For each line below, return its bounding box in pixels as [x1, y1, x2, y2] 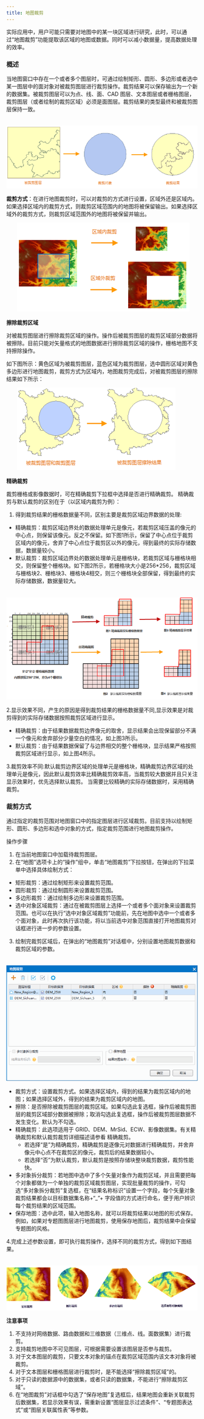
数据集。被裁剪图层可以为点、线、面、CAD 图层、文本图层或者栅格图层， [11, 90, 195, 98]
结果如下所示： [6, 375, 44, 383]
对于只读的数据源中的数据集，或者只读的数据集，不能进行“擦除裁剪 [15, 1376, 183, 1383]
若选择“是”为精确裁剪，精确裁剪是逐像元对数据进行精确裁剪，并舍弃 [24, 1140, 194, 1148]
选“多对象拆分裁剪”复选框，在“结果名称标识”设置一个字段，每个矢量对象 [15, 1186, 195, 1194]
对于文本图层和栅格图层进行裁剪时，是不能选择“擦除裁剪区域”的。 [15, 1368, 180, 1376]
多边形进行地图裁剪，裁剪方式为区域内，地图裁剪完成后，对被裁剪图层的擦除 [6, 368, 198, 375]
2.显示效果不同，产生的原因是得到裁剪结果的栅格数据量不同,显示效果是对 [6, 706, 188, 714]
